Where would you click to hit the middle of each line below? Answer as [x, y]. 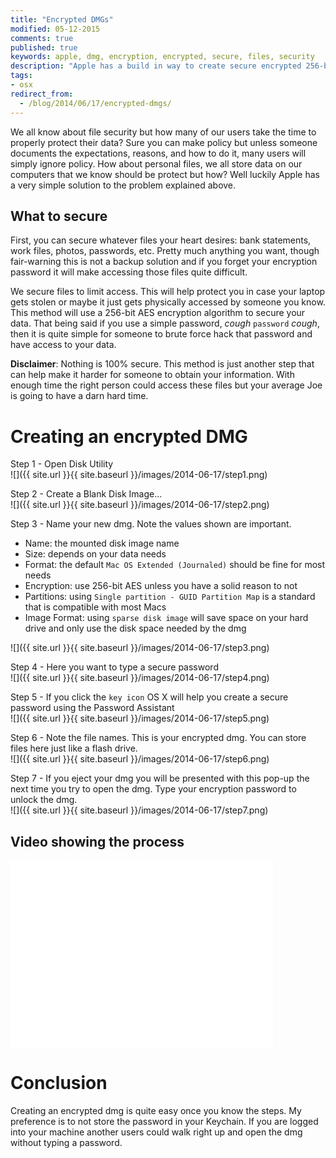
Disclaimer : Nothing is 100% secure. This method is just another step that [162, 364]
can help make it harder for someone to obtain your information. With [152, 375]
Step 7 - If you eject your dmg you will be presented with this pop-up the [160, 778]
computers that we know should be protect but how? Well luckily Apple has [165, 174]
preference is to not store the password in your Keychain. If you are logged [164, 1121]
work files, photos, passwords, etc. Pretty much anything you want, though [165, 251]
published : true [44, 47]
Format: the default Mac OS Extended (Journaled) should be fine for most [175, 565]
